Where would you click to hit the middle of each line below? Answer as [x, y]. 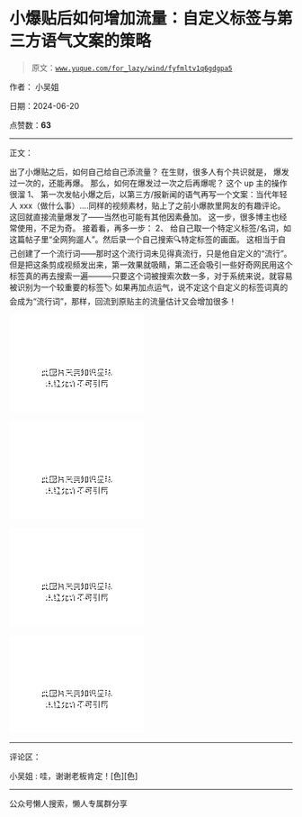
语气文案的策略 [96, 41]
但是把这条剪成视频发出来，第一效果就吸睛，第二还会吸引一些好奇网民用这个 [151, 264]
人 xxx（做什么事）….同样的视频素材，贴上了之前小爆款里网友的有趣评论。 [147, 205]
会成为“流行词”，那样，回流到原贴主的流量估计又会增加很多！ [123, 301]
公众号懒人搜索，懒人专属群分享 [68, 803]
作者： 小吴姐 [34, 86]
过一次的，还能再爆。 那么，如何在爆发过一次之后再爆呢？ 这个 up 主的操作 [148, 183]
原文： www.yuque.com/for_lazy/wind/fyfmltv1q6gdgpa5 [132, 68]
